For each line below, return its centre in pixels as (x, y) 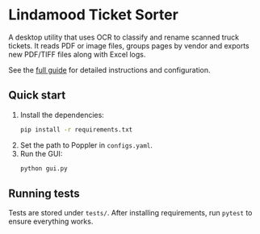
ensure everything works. (51, 221)
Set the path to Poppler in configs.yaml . (86, 145)
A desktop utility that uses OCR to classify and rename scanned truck (124, 37)
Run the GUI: (41, 153)
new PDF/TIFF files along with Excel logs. (77, 54)
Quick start (37, 96)
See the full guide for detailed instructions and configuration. (110, 69)
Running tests (44, 193)
